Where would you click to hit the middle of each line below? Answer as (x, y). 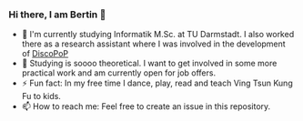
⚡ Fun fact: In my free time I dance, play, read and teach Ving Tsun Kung (157, 83)
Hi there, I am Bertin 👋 (57, 15)
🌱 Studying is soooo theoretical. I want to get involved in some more (149, 64)
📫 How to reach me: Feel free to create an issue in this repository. (146, 106)
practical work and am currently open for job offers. (118, 73)
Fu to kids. (41, 96)
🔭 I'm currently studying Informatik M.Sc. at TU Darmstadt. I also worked (158, 35)
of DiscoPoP (45, 54)
